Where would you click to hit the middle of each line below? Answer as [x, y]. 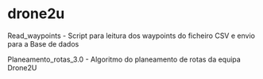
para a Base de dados [43, 43]
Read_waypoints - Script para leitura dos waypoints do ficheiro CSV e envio [131, 36]
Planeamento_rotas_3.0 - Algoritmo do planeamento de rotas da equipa [124, 59]
